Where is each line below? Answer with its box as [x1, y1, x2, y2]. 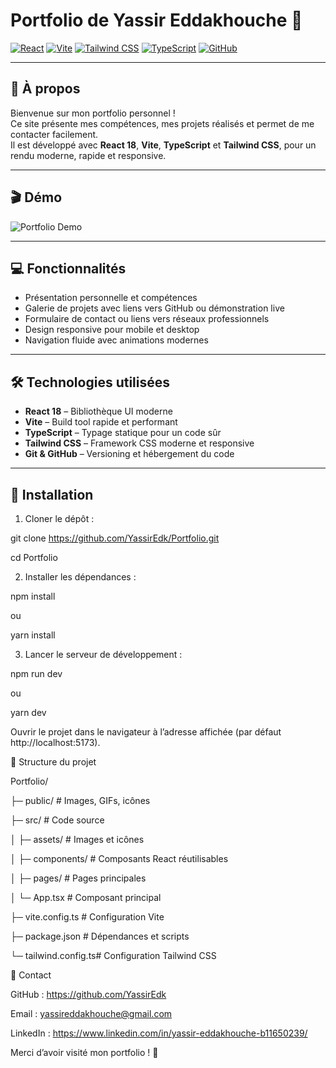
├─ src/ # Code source [10, 814, 105, 826]
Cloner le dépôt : [24, 513, 95, 524]
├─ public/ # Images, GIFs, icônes [10, 795, 151, 806]
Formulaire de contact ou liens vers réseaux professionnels [24, 313, 270, 325]
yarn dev [10, 707, 47, 718]
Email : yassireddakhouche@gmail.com [10, 1008, 173, 1019]
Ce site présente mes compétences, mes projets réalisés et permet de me [10, 117, 315, 129]
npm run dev [10, 668, 63, 679]
